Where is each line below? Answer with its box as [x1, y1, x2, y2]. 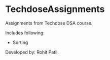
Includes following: [5, 29, 45, 35]
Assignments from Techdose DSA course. [5, 20, 93, 26]
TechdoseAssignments [5, 3, 105, 15]
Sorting [12, 39, 28, 45]
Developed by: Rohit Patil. [5, 49, 59, 55]
